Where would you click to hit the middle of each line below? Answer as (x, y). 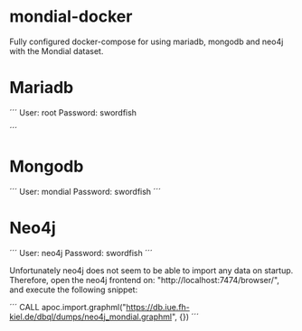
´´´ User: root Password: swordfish (73, 112)
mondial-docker (71, 17)
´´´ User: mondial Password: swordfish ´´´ (85, 191)
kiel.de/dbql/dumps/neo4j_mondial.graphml (91, 317)
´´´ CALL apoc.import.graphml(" (68, 307)
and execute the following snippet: (74, 290)
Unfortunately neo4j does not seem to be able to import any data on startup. (151, 270)
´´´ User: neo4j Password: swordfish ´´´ (81, 253)
